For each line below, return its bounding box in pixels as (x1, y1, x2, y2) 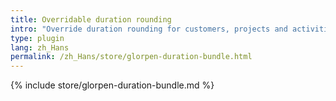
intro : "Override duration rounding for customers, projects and (10, 24, 288, 34)
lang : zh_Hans (10, 42, 70, 53)
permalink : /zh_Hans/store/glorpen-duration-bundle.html (10, 52, 253, 62)
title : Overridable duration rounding (10, 14, 172, 25)
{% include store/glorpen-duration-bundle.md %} (10, 79, 215, 91)
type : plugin (10, 33, 65, 43)
